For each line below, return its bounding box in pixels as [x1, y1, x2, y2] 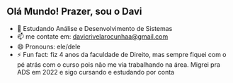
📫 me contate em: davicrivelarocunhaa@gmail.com [16, 32, 169, 41]
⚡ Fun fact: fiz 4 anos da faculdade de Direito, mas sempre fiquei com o [16, 50, 227, 58]
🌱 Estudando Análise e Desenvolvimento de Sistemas [16, 24, 173, 32]
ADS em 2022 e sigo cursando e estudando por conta [16, 68, 175, 76]
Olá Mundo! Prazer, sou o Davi [6, 6, 142, 18]
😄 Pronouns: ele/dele [16, 42, 81, 51]
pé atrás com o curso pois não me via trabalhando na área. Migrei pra [16, 60, 221, 69]
